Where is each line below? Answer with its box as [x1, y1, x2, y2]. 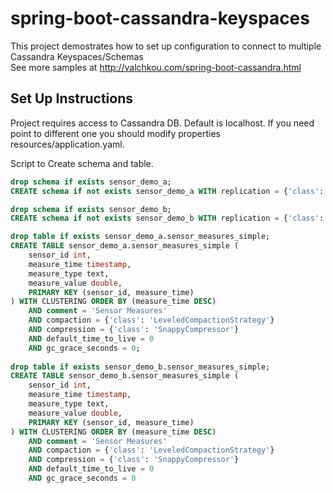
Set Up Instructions [10, 90, 134, 107]
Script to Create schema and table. [10, 157, 154, 169]
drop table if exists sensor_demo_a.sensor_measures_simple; [10, 232, 271, 242]
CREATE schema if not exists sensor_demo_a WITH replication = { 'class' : [10, 186, 325, 196]
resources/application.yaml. [10, 138, 125, 150]
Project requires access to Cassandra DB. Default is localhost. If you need [10, 117, 315, 129]
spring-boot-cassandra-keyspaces [10, 7, 310, 30]
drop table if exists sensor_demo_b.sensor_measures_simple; [10, 362, 271, 372]
